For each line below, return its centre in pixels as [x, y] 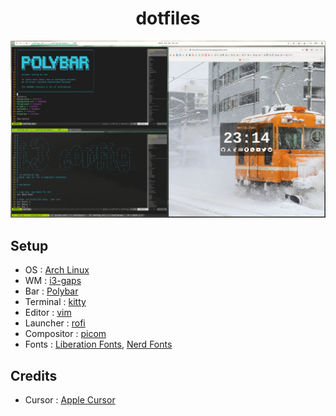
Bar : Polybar [51, 291]
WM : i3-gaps [53, 281]
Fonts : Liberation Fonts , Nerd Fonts [98, 344]
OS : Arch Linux [57, 270]
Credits [34, 375]
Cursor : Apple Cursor [70, 400]
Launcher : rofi [55, 323]
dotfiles [168, 18]
